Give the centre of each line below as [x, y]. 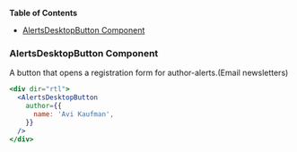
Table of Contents [44, 13]
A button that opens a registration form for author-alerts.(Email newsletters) [149, 73]
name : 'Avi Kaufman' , [74, 114]
